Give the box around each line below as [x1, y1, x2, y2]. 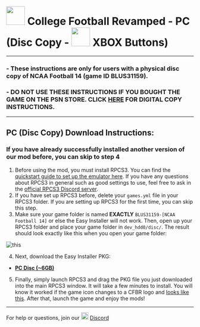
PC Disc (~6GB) [14, 264, 55, 271]
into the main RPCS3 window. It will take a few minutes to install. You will [14, 282, 193, 289]
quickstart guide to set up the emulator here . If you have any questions [14, 173, 189, 180]
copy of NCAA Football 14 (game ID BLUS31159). [6, 71, 149, 80]
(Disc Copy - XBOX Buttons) [6, 36, 168, 49]
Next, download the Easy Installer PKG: [14, 253, 111, 260]
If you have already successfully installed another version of [6, 145, 185, 154]
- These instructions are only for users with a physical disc [6, 64, 180, 73]
